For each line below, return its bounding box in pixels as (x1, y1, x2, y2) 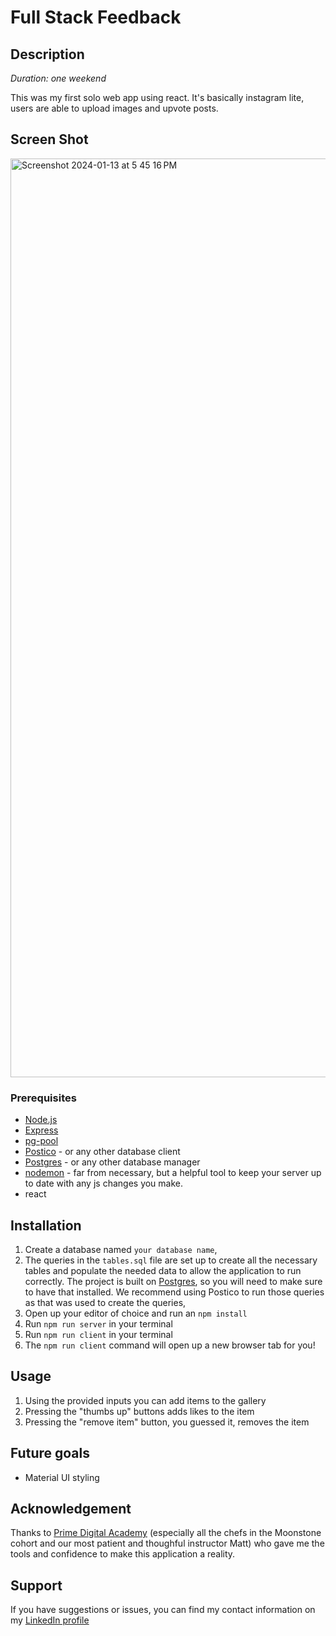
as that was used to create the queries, (24, 1296, 187, 1308)
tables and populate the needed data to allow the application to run (24, 1264, 302, 1276)
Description (10, 46, 85, 63)
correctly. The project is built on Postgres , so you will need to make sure (24, 1275, 323, 1287)
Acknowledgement (10, 1500, 132, 1517)
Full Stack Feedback (10, 6, 182, 29)
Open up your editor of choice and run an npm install (24, 1307, 248, 1319)
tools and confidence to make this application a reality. (10, 1548, 236, 1560)
